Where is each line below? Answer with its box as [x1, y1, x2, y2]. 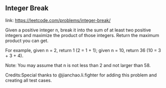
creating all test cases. [5, 77, 52, 83]
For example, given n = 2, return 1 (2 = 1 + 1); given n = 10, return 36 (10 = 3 [5, 47, 161, 53]
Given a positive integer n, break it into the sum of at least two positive [5, 27, 151, 33]
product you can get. [5, 37, 49, 43]
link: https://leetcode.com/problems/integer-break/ [5, 17, 111, 23]
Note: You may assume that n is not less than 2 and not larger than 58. [5, 62, 151, 68]
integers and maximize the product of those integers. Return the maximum [5, 32, 159, 38]
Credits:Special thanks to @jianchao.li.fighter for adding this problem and [5, 72, 157, 78]
